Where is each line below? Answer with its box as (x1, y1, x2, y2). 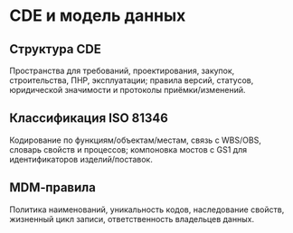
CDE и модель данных (9, 5, 186, 26)
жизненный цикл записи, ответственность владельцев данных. (9, 213, 255, 224)
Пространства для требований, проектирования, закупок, (9, 65, 235, 76)
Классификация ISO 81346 (9, 110, 169, 126)
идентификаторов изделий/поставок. (9, 154, 154, 164)
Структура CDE (9, 42, 101, 57)
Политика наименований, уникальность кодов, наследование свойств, (9, 204, 285, 215)
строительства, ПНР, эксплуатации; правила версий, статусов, (9, 75, 254, 86)
